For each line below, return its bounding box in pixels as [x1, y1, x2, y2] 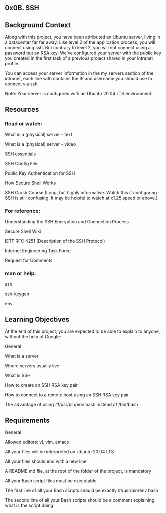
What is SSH [5, 372, 31, 379]
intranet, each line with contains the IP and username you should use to [5, 76, 152, 82]
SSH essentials [5, 151, 36, 157]
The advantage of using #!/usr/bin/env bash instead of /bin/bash [5, 402, 138, 408]
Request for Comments [5, 257, 53, 264]
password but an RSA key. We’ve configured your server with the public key [5, 50, 161, 56]
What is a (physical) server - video [5, 141, 76, 147]
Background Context [5, 21, 71, 29]
